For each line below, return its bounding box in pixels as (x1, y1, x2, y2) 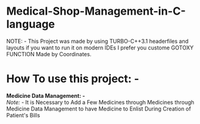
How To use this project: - (6, 72, 140, 86)
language (6, 17, 55, 31)
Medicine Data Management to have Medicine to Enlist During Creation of (6, 105, 191, 112)
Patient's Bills (6, 111, 41, 119)
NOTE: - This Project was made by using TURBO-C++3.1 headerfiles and (6, 37, 189, 45)
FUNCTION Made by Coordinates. (6, 50, 91, 57)
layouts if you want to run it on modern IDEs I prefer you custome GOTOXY (6, 44, 194, 51)
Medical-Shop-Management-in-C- (6, 4, 186, 18)
